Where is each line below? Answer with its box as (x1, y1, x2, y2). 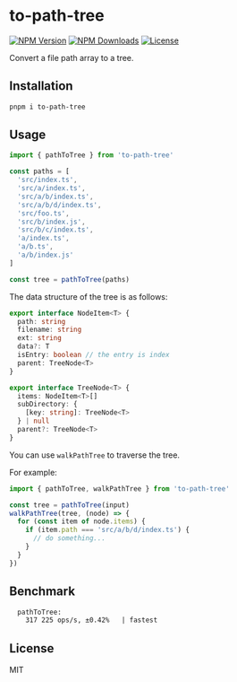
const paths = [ (9, 167, 70, 176)
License (9, 641, 55, 656)
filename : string (17, 325, 82, 335)
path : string (17, 317, 66, 326)
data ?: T (17, 342, 50, 351)
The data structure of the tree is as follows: (9, 291, 168, 302)
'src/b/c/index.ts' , (17, 225, 94, 234)
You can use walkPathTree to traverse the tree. (9, 450, 181, 460)
